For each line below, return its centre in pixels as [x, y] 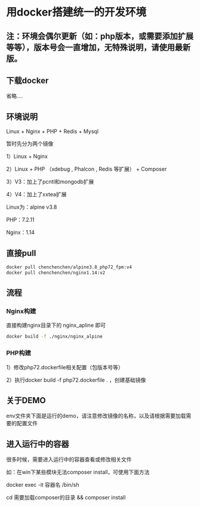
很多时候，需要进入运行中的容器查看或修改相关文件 [69, 459]
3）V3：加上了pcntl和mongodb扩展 [50, 182]
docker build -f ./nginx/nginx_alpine [54, 337]
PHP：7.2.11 [20, 220]
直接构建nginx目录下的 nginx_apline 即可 [56, 325]
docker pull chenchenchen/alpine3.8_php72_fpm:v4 [69, 267]
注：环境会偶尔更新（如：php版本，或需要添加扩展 [100, 36]
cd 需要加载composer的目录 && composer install [66, 497]
